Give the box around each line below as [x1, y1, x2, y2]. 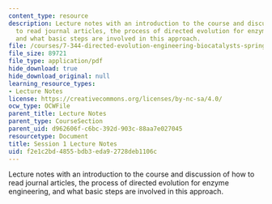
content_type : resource [8, 11, 89, 20]
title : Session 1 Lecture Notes [8, 139, 117, 148]
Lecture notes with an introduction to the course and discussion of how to [8, 169, 255, 179]
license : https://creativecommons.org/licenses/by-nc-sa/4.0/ [8, 95, 223, 103]
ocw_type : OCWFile [8, 102, 70, 110]
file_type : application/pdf [8, 57, 104, 66]
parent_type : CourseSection [8, 117, 104, 125]
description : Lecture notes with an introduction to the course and [8, 19, 244, 28]
